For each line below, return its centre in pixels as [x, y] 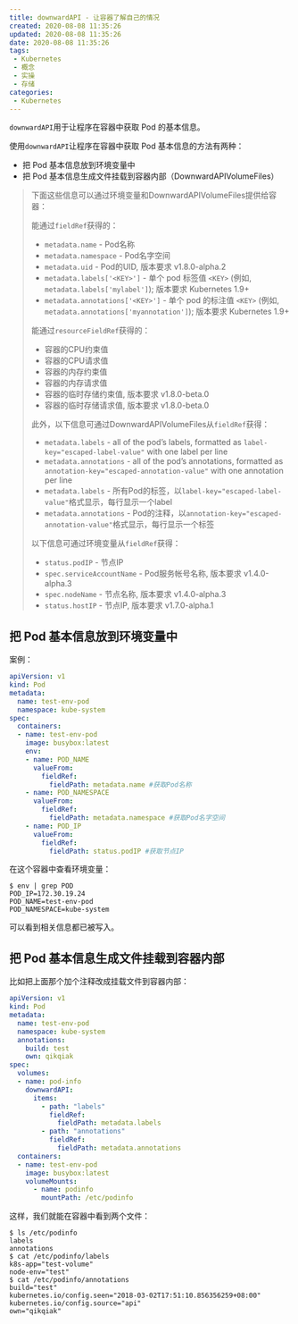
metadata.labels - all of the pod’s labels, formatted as [143, 443]
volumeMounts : [51, 1181]
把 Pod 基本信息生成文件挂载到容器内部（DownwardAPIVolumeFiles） [150, 176]
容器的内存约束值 [76, 372]
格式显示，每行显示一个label [120, 502]
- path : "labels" [73, 1106]
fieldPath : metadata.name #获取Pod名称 [120, 784]
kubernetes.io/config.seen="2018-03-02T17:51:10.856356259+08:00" [135, 1296]
